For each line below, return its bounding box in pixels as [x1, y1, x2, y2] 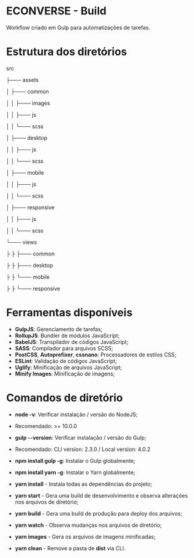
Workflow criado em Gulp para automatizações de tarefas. [6, 24, 151, 31]
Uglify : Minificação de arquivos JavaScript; [14, 364, 122, 371]
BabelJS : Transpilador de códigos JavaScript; [14, 338, 129, 345]
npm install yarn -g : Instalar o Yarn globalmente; [14, 468, 136, 476]
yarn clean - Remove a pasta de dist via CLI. [14, 544, 126, 551]
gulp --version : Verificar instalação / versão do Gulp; [14, 434, 147, 441]
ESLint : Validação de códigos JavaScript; [14, 357, 117, 364]
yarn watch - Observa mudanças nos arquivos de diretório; [14, 522, 162, 529]
